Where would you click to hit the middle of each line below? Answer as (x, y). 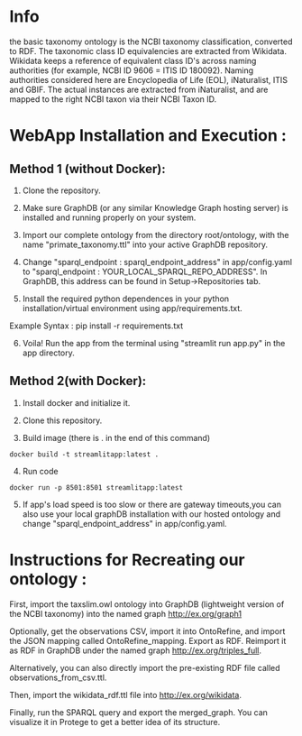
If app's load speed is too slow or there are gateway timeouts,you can (152, 504)
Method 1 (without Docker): (87, 169)
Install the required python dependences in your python (126, 299)
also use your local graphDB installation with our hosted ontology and (151, 514)
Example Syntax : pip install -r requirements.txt (96, 326)
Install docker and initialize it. (76, 402)
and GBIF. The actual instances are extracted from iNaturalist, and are (139, 89)
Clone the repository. (61, 190)
